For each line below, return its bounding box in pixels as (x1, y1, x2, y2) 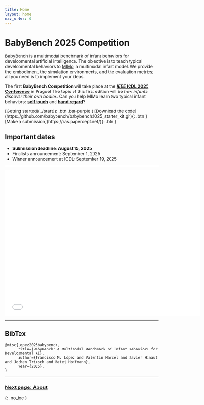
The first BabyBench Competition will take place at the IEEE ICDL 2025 (5, 83, 149, 89)
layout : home (5, 12, 32, 17)
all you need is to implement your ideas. (5, 74, 85, 80)
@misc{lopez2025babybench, (5, 342, 60, 347)
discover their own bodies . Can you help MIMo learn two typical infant (5, 93, 146, 100)
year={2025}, (18, 364, 45, 368)
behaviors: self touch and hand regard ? (5, 99, 86, 105)
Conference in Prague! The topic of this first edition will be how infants (5, 89, 148, 94)
